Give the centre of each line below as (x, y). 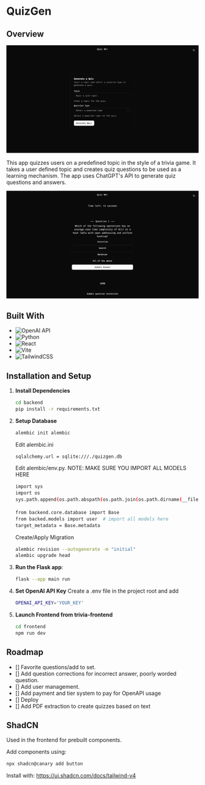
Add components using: (36, 752)
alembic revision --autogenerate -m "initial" (75, 549)
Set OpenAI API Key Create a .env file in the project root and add (97, 591)
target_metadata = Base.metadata (58, 525)
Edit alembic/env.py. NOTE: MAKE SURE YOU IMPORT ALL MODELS (101, 468)
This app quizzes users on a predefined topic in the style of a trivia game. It (101, 163)
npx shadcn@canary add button (45, 764)
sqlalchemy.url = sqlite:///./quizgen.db (69, 457)
